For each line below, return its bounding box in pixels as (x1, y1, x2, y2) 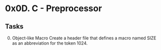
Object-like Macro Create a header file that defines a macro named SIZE (12, 35, 157, 41)
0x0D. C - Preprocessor (5, 3, 102, 14)
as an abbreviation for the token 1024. (12, 40, 88, 46)
